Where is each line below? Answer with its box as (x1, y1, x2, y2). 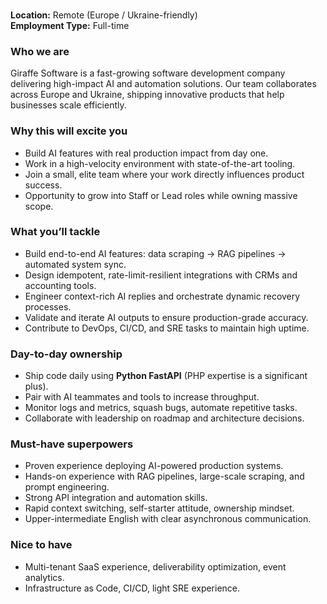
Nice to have (10, 538, 73, 552)
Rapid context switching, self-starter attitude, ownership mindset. (24, 502, 295, 514)
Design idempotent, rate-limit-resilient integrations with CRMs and (24, 269, 298, 281)
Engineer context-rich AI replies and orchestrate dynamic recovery (24, 290, 301, 302)
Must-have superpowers (10, 437, 134, 451)
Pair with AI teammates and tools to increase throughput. (24, 391, 260, 403)
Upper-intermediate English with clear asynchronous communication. (24, 513, 312, 525)
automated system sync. (24, 258, 127, 270)
